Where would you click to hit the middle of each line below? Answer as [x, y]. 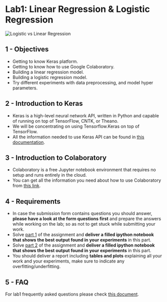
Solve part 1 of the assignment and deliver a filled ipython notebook [83, 235]
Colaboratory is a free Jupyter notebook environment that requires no [84, 170]
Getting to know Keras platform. [45, 61]
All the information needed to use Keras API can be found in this [78, 137]
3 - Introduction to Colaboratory [56, 157]
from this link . [26, 186]
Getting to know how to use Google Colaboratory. [63, 66]
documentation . [28, 142]
